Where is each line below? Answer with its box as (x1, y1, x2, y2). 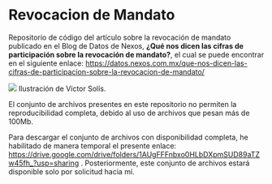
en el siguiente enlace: (8, 58, 84, 68)
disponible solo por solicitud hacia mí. (8, 166, 136, 176)
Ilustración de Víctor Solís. (18, 83, 106, 93)
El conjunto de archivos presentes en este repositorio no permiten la (8, 99, 237, 109)
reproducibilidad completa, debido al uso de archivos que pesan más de (8, 108, 250, 118)
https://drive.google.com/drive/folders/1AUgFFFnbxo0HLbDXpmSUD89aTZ (8, 149, 261, 159)
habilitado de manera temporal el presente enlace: (8, 140, 177, 151)
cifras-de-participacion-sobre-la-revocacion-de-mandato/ (8, 66, 205, 76)
